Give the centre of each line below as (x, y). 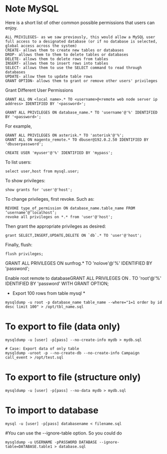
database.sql (72, 446)
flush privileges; (24, 254)
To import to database (52, 410)
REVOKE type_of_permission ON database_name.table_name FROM (70, 208)
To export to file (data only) (63, 327)
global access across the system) (41, 46)
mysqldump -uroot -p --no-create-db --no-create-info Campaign (72, 353)
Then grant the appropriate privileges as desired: (56, 226)
